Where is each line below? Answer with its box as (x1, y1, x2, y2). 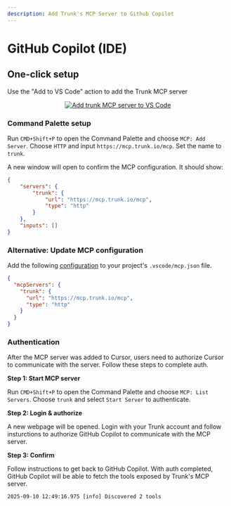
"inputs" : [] (20, 222, 58, 229)
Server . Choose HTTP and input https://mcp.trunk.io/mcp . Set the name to (7, 141, 222, 150)
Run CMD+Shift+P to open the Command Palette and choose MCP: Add (7, 134, 206, 143)
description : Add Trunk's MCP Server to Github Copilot (7, 10, 174, 18)
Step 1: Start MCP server (7, 374, 81, 383)
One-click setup (7, 68, 79, 81)
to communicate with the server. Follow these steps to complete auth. (7, 361, 209, 369)
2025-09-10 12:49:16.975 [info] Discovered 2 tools (7, 493, 161, 500)
